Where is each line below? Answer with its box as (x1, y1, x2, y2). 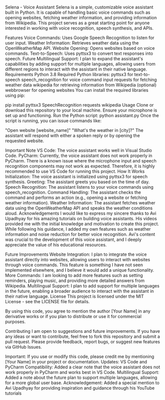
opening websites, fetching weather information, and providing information (5, 15, 157, 20)
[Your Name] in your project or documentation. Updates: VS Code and (5, 359, 147, 364)
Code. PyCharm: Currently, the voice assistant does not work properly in (5, 153, 153, 159)
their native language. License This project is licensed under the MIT (5, 293, 144, 299)
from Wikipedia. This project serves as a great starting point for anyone (5, 20, 150, 26)
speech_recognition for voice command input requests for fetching (21, 77, 157, 82)
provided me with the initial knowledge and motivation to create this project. (5, 221, 159, 227)
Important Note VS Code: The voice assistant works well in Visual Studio (5, 148, 152, 153)
